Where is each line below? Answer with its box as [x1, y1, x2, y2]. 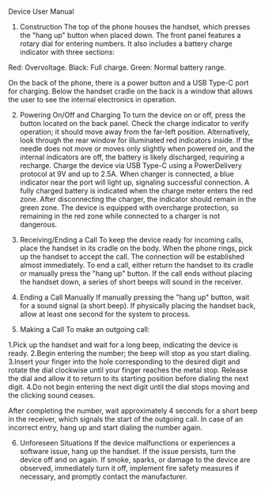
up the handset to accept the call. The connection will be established [19, 252, 245, 261]
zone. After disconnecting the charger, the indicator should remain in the [19, 194, 257, 204]
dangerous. [19, 220, 58, 229]
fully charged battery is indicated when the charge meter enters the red [19, 186, 253, 195]
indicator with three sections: [19, 48, 115, 56]
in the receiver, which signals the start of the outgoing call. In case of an [8, 415, 244, 423]
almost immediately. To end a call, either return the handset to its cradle [19, 261, 254, 269]
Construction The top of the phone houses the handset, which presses [19, 22, 251, 31]
